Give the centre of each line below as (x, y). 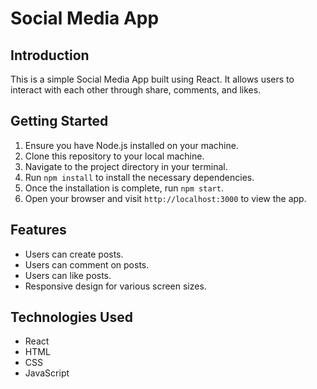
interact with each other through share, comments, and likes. (136, 90)
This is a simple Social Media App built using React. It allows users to (152, 79)
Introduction (50, 55)
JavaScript (47, 373)
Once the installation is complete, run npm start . (124, 188)
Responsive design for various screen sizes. (115, 286)
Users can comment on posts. (87, 264)
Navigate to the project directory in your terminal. (126, 166)
